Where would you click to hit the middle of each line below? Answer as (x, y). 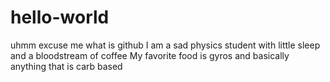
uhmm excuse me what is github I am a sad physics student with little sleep (165, 45)
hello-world (60, 17)
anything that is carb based (66, 66)
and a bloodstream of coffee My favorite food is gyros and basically (150, 55)
